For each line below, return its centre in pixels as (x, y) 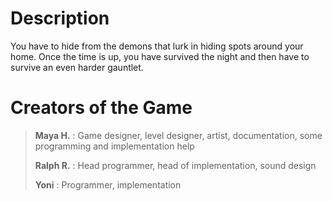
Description (60, 18)
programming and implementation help (114, 146)
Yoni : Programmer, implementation (108, 184)
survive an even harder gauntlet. (77, 67)
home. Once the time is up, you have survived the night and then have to (160, 56)
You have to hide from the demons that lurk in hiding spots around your (157, 46)
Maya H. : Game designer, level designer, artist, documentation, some (178, 135)
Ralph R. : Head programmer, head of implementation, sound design (175, 165)
